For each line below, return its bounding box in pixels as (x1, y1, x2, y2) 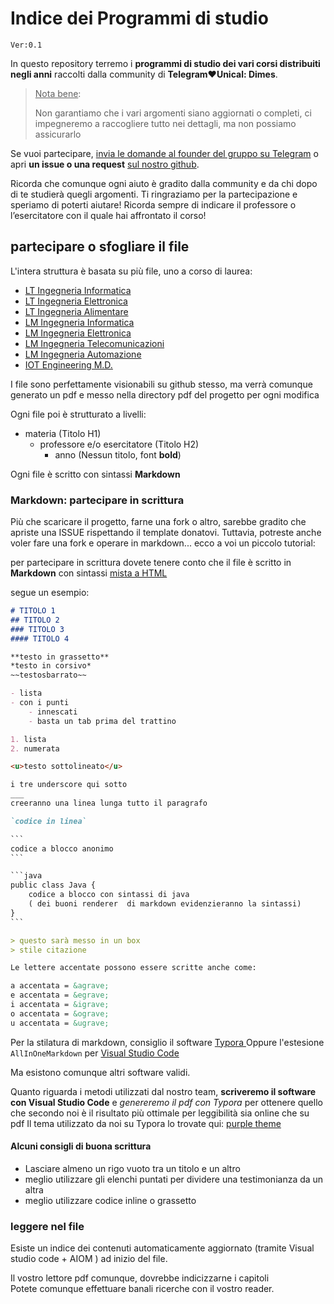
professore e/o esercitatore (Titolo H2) (39, 438, 200, 450)
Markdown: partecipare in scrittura (10, 493, 185, 507)
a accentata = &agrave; (10, 981, 110, 991)
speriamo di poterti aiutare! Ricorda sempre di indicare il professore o (10, 198, 297, 211)
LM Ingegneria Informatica (24, 316, 135, 328)
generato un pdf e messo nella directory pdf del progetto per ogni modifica (10, 388, 320, 401)
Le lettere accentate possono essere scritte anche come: (10, 963, 257, 973)
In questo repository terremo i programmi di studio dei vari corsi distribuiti (10, 57, 321, 69)
